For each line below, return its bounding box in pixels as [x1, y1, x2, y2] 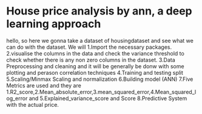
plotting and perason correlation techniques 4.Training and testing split [6, 69, 184, 76]
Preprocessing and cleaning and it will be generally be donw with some [6, 62, 184, 70]
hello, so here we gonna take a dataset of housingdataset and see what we [6, 37, 194, 44]
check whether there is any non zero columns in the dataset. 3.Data [6, 56, 176, 63]
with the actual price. [6, 101, 59, 108]
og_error [6, 95, 28, 102]
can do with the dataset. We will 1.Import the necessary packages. [6, 43, 172, 51]
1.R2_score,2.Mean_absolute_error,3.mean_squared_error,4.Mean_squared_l [6, 88, 197, 95]
